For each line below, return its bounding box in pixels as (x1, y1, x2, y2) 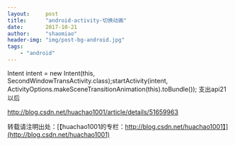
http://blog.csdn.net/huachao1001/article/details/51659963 (7, 107, 179, 116)
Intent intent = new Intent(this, (7, 68, 96, 78)
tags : (7, 43, 23, 50)
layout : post (7, 10, 59, 18)
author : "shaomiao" (7, 30, 78, 37)
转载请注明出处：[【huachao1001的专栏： (7, 122, 125, 130)
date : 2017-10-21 (7, 23, 78, 30)
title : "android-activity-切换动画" (7, 17, 127, 24)
